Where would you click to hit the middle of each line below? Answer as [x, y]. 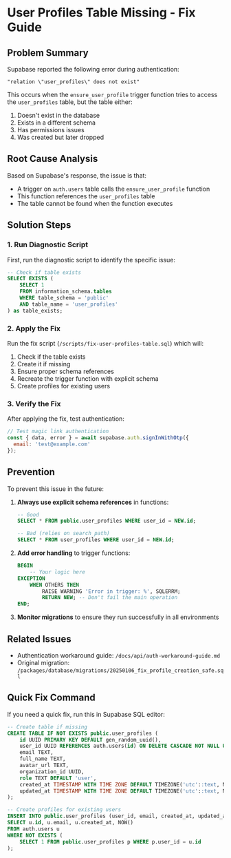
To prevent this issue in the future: [56, 489]
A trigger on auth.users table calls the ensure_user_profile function [113, 189]
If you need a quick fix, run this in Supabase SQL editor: [86, 714]
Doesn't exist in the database [58, 115]
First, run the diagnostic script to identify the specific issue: [91, 260]
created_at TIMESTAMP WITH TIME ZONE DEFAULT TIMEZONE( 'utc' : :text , [120, 784]
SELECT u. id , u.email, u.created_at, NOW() [70, 823]
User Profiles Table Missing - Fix [101, 13]
